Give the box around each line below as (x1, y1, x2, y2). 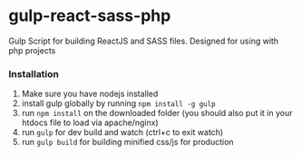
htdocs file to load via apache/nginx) (21, 117, 160, 128)
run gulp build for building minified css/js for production (21, 137, 234, 148)
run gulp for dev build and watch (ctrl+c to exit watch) (21, 127, 224, 138)
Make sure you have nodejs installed (21, 88, 159, 100)
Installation (8, 67, 60, 80)
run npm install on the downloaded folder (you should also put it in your (21, 108, 293, 119)
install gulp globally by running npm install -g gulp (21, 98, 216, 109)
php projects (8, 44, 56, 55)
